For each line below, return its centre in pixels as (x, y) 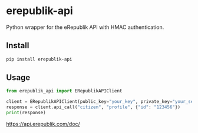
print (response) (26, 113)
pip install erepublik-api (39, 59)
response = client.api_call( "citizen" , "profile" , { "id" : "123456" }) (93, 107)
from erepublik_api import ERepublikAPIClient (64, 91)
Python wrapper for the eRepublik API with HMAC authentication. (85, 27)
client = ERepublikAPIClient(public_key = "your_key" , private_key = (89, 102)
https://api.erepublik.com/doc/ (43, 124)
